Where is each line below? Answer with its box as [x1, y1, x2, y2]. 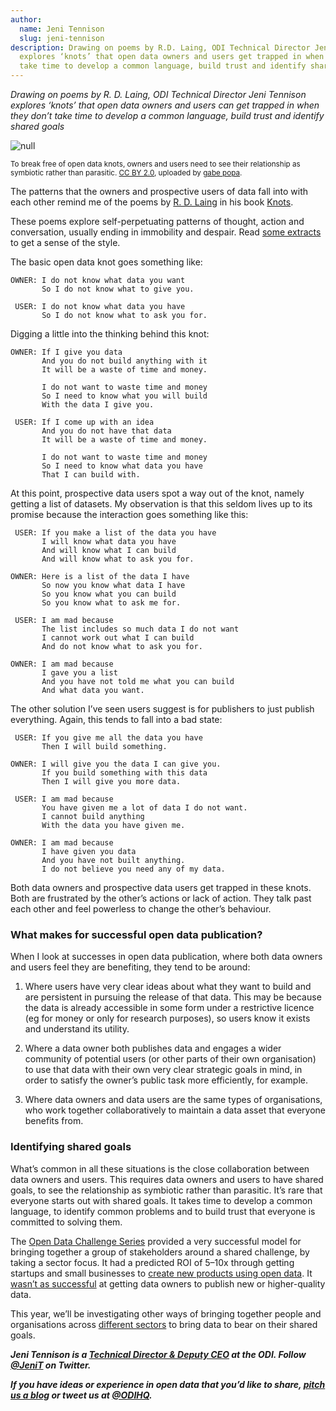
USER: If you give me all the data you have [14, 733, 203, 743]
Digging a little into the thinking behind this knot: [10, 328, 210, 340]
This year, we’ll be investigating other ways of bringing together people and [10, 1307, 322, 1320]
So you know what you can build [41, 589, 177, 599]
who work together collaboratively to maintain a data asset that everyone [24, 1104, 326, 1116]
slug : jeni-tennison [19, 33, 105, 43]
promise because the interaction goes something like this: [10, 509, 249, 520]
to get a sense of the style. [10, 237, 121, 248]
